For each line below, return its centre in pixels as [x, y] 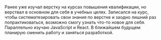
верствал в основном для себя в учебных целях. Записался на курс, [77, 12]
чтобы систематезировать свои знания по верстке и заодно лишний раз [80, 17]
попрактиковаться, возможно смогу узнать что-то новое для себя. [75, 22]
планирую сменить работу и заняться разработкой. [59, 33]
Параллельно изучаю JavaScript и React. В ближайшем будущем [72, 27]
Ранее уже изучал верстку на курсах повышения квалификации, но [75, 7]
